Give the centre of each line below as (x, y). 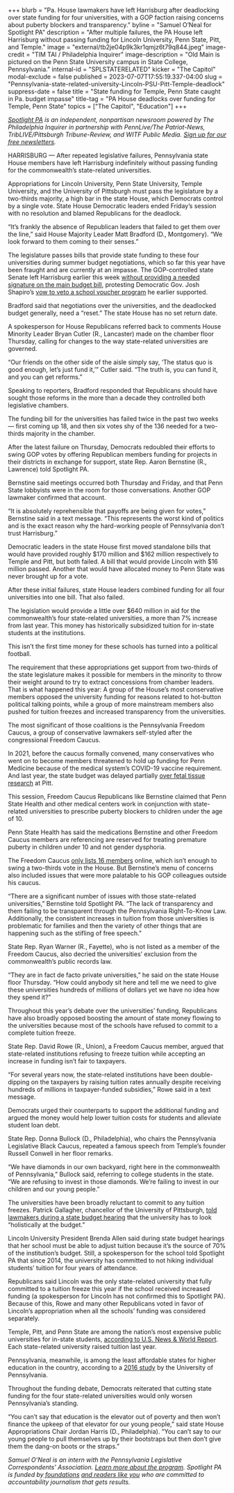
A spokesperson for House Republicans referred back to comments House (115, 326)
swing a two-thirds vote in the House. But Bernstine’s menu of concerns (111, 868)
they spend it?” (30, 997)
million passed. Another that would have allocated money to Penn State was (116, 569)
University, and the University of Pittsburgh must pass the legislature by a (113, 191)
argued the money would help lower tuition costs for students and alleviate (115, 1118)
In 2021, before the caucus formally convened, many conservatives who (111, 753)
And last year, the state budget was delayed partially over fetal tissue (107, 775)
